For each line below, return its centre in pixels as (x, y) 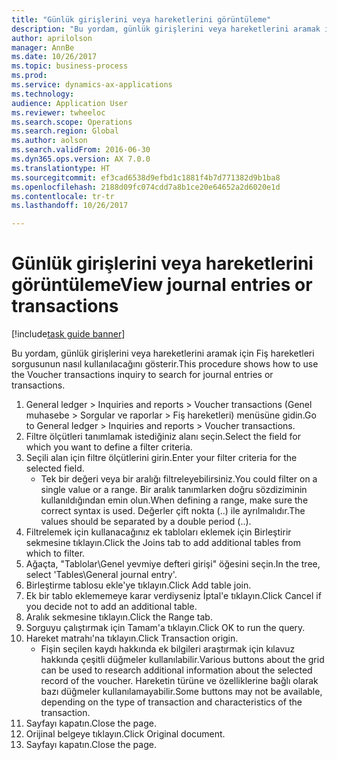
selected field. (55, 468)
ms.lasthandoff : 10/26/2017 (70, 206)
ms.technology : (43, 94)
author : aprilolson (52, 38)
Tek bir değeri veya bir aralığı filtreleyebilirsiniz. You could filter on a (179, 479)
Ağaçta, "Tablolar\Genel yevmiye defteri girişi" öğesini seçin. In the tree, (173, 564)
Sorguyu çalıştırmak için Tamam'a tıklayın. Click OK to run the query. (165, 628)
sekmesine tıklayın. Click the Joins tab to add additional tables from (163, 543)
